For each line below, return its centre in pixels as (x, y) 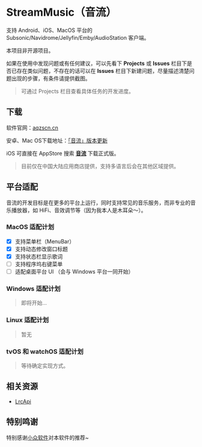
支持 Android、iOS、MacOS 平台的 (50, 30)
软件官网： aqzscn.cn (32, 128)
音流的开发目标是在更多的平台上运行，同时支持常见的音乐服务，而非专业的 (98, 202)
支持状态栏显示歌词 (39, 256)
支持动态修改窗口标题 (41, 249)
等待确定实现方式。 (45, 366)
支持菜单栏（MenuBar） (45, 241)
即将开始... (34, 303)
